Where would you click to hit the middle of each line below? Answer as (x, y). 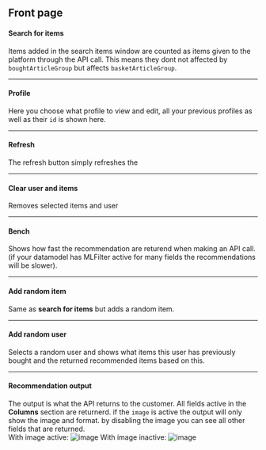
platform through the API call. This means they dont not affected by (118, 59)
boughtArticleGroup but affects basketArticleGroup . (93, 67)
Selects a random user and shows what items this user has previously (122, 352)
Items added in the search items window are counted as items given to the (129, 51)
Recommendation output (50, 386)
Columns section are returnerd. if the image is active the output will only (125, 412)
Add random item (37, 291)
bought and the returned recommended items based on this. (107, 360)
